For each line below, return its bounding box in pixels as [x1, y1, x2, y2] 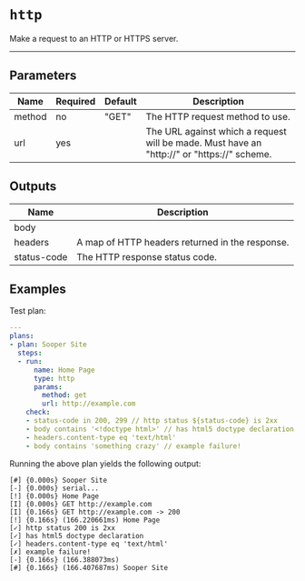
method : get [42, 391, 88, 400]
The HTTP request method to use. [145, 110, 290, 123]
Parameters [9, 68, 77, 84]
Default [103, 95, 138, 107]
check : [25, 407, 51, 417]
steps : [17, 348, 43, 357]
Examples [9, 281, 66, 296]
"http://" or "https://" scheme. [145, 147, 272, 160]
